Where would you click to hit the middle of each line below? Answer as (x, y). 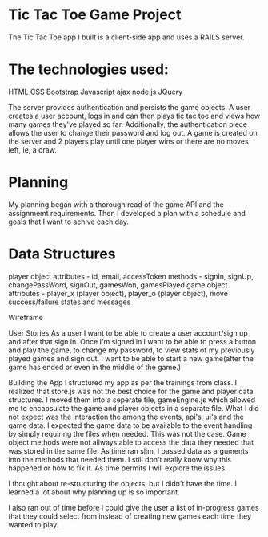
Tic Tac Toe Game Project (95, 15)
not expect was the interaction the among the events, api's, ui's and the (126, 417)
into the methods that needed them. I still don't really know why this (120, 459)
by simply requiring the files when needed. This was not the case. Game (127, 433)
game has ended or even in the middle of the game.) (95, 367)
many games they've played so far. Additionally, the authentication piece (128, 124)
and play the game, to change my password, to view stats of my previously (132, 350)
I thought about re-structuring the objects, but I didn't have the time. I (123, 483)
